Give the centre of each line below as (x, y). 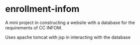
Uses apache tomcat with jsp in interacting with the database (68, 37)
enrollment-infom (42, 9)
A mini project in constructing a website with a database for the (70, 22)
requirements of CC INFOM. (34, 27)
